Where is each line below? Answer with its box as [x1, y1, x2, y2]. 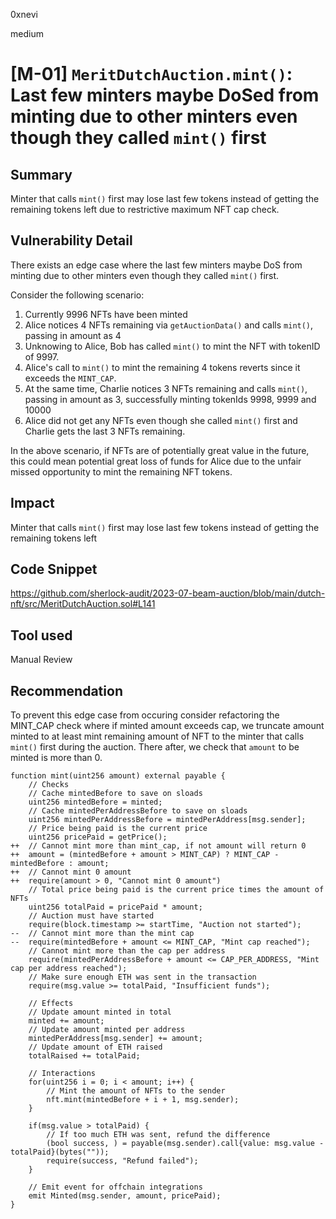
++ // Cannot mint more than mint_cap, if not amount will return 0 [10, 841, 307, 851]
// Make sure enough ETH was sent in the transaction [28, 972, 257, 983]
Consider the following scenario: [10, 289, 145, 301]
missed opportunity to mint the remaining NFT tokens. [10, 465, 233, 478]
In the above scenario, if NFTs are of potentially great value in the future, [10, 444, 310, 456]
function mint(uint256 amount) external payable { [10, 771, 226, 781]
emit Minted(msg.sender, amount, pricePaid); [28, 1191, 222, 1201]
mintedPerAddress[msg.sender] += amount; [28, 1034, 203, 1044]
